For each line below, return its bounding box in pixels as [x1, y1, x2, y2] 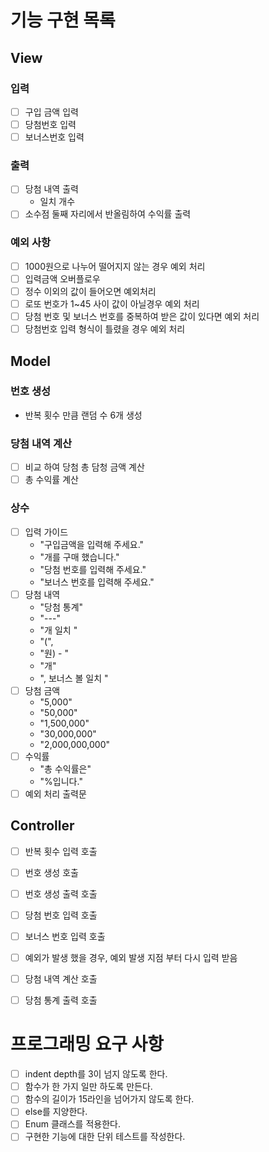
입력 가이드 [24, 526, 69, 538]
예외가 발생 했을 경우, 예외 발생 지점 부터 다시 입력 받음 [24, 952, 238, 963]
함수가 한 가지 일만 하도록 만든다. [24, 1081, 153, 1093]
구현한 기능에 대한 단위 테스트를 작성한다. [24, 1131, 186, 1143]
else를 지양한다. [24, 1106, 88, 1118]
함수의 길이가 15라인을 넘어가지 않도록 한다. [24, 1093, 195, 1105]
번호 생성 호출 [24, 866, 79, 878]
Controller [10, 817, 75, 835]
